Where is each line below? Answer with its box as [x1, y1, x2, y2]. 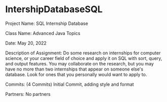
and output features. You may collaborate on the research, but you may [5, 60, 154, 66]
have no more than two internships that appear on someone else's [5, 66, 143, 72]
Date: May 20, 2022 [5, 40, 47, 46]
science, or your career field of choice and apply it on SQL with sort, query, [5, 55, 162, 61]
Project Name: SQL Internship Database [5, 20, 89, 26]
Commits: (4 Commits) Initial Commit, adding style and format [5, 81, 134, 87]
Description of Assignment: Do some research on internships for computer [5, 50, 161, 56]
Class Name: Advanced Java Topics [5, 30, 80, 36]
